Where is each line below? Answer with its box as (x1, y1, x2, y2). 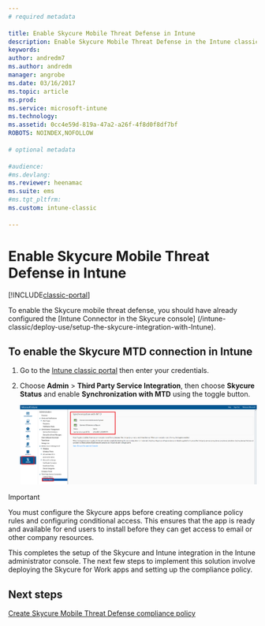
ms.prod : (8, 95, 37, 104)
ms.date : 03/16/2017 (8, 79, 77, 87)
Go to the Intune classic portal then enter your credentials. (19, 366, 210, 375)
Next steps (8, 587, 63, 601)
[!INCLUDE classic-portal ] (8, 290, 91, 300)
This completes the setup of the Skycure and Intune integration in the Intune (8, 548, 256, 557)
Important (8, 493, 40, 502)
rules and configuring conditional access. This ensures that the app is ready (8, 516, 256, 526)
